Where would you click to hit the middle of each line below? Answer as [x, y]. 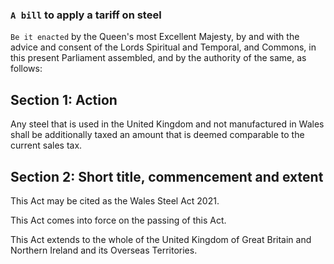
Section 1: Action [64, 99]
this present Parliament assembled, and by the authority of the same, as [158, 58]
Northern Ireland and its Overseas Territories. [104, 250]
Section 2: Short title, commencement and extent [167, 176]
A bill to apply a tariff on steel [86, 15]
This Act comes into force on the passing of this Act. [118, 220]
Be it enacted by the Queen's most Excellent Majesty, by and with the [155, 37]
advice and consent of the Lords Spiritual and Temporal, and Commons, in [163, 47]
